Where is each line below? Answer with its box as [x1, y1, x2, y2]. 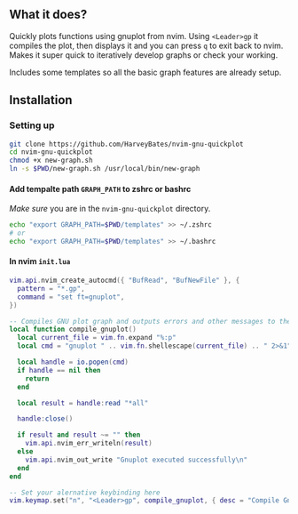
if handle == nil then [17, 365, 101, 374]
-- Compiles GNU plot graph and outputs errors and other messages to [9, 317, 276, 325]
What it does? [9, 7, 88, 22]
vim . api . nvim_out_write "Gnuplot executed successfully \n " [25, 455, 248, 464]
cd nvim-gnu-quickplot [9, 148, 93, 157]
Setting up [9, 119, 55, 132]
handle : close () [17, 414, 74, 423]
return [25, 373, 50, 383]
